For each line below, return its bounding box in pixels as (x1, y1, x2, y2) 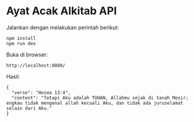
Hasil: (6, 73, 20, 80)
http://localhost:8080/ (6, 62, 66, 68)
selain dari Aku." (6, 105, 52, 111)
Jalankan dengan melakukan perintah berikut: (6, 24, 119, 31)
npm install (6, 35, 36, 41)
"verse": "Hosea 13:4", (11, 89, 71, 96)
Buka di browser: (6, 51, 48, 58)
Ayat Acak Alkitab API (6, 4, 117, 18)
